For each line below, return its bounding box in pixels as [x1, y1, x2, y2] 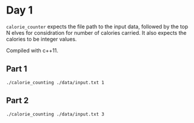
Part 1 [6, 64, 28, 74]
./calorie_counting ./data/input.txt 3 [6, 111, 105, 117]
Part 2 [6, 95, 29, 106]
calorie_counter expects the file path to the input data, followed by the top [6, 23, 188, 30]
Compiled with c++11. [6, 46, 59, 54]
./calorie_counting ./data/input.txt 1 [6, 79, 105, 85]
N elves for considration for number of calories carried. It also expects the [6, 29, 187, 36]
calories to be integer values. [6, 35, 77, 42]
